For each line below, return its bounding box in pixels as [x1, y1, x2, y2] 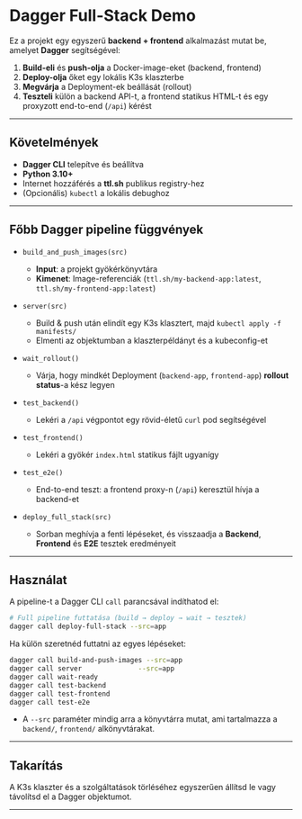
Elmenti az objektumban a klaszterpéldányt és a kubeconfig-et [35, 335, 268, 346]
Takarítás [9, 758, 64, 773]
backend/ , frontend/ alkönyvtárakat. [22, 724, 155, 734]
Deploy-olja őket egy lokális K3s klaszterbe [22, 71, 184, 82]
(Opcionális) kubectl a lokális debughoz [22, 187, 170, 198]
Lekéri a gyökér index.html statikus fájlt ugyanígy [35, 449, 219, 460]
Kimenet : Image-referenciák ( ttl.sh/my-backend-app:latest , [35, 273, 262, 283]
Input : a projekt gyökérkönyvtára [35, 263, 158, 274]
